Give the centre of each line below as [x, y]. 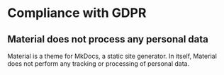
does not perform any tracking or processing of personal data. [99, 64]
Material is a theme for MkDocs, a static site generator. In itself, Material [112, 56]
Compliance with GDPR [77, 13]
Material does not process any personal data [108, 39]
